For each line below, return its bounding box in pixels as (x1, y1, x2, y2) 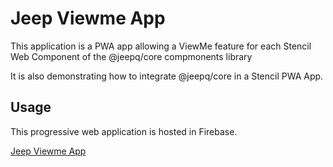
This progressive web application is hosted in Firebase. (10, 125, 238, 137)
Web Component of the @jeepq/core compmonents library (10, 50, 253, 62)
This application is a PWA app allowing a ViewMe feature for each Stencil (10, 40, 312, 52)
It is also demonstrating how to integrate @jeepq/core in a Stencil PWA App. (10, 70, 324, 82)
